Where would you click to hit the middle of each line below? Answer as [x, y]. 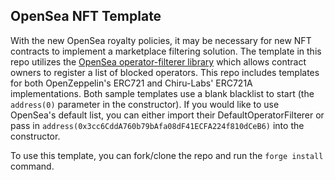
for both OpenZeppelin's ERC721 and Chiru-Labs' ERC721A [131, 83]
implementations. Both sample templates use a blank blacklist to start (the [162, 93]
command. [32, 166]
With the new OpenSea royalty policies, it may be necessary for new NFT [161, 40]
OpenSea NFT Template [86, 16]
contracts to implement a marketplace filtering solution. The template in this [166, 51]
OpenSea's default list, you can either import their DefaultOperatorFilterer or [167, 115]
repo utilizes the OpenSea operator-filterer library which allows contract [158, 61]
